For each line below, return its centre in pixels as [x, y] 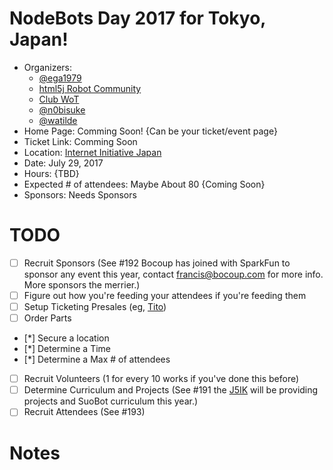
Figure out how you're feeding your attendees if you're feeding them [165, 295]
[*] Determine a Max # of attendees [97, 359]
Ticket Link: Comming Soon [80, 141]
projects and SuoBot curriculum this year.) [111, 401]
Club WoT [59, 99]
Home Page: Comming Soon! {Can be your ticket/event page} [150, 131]
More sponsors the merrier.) [82, 284]
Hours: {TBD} [51, 173]
